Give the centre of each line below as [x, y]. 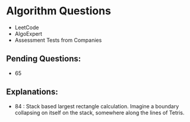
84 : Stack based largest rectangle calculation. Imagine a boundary [97, 106]
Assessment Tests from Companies [58, 40]
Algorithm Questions [59, 11]
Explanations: [32, 92]
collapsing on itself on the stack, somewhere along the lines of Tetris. [99, 112]
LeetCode [27, 27]
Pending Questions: [44, 59]
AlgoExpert [28, 33]
